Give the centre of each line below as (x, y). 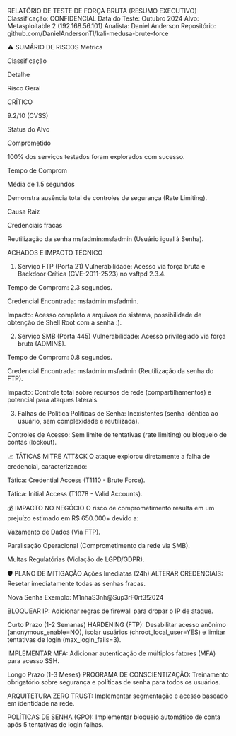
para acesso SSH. (34, 661)
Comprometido (29, 143)
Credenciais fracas (35, 225)
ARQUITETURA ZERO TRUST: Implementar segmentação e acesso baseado (118, 696)
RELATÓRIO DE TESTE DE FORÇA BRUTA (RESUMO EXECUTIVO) (102, 11)
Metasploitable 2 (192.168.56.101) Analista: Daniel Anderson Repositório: (112, 26)
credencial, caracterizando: (47, 466)
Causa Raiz (24, 211)
